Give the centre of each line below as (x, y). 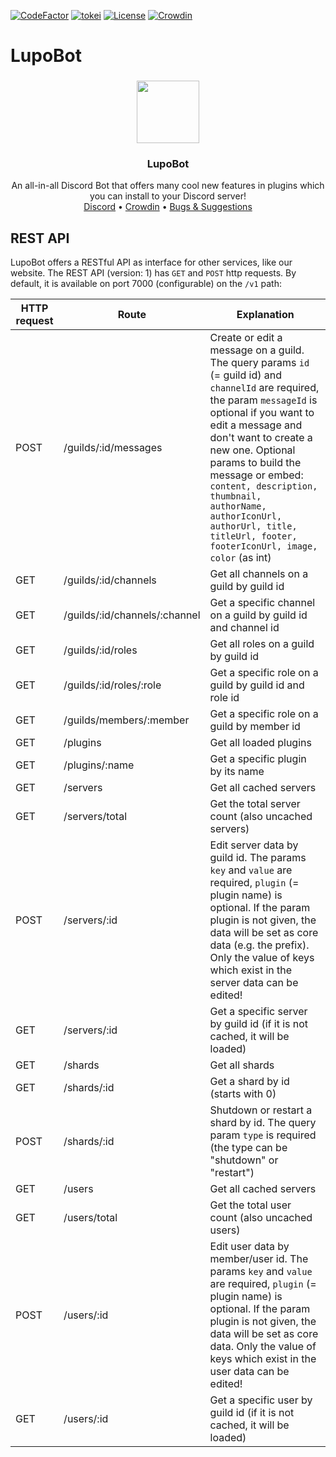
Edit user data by (249, 1247)
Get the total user (250, 1205)
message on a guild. (257, 350)
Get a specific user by (261, 1400)
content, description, (263, 486)
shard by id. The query (263, 1123)
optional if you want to (262, 413)
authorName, (238, 506)
